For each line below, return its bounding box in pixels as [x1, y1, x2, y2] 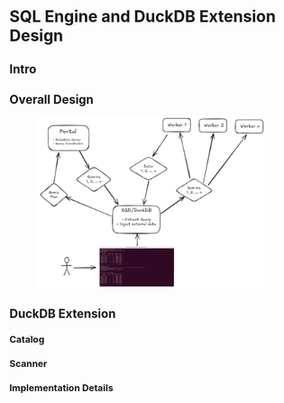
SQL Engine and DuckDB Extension [9, 6, 277, 27]
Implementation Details [9, 381, 115, 394]
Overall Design [9, 92, 95, 107]
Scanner [9, 357, 48, 370]
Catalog [9, 334, 45, 346]
